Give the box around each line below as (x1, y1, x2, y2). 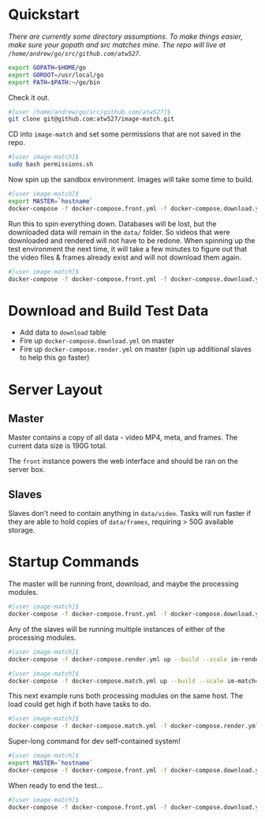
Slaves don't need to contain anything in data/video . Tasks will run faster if (8, 509, 252, 518)
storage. (8, 525, 35, 535)
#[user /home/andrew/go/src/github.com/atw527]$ (8, 108, 171, 116)
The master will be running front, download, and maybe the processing (8, 579, 239, 589)
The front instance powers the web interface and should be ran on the (8, 456, 238, 466)
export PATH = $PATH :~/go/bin (8, 78, 101, 86)
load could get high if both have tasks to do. (8, 700, 151, 709)
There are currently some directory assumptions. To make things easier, (8, 32, 243, 41)
